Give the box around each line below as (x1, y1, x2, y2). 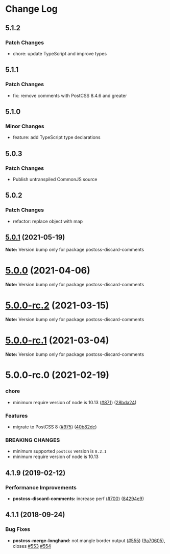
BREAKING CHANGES (5, 437, 60, 444)
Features (5, 412, 28, 419)
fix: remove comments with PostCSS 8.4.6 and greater (12, 92, 127, 98)
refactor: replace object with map (12, 218, 83, 224)
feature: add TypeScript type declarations (12, 134, 101, 141)
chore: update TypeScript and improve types (12, 50, 107, 56)
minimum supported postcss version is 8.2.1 (12, 448, 107, 454)
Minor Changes (5, 123, 44, 130)
